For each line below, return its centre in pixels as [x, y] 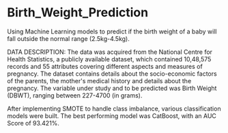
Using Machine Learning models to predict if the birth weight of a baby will [112, 31]
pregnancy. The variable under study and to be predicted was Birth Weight [112, 88]
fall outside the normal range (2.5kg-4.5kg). [68, 38]
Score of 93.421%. [33, 123]
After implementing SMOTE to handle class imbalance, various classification [114, 108]
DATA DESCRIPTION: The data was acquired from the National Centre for [110, 52]
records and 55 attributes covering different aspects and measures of [105, 66]
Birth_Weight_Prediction [78, 13]
